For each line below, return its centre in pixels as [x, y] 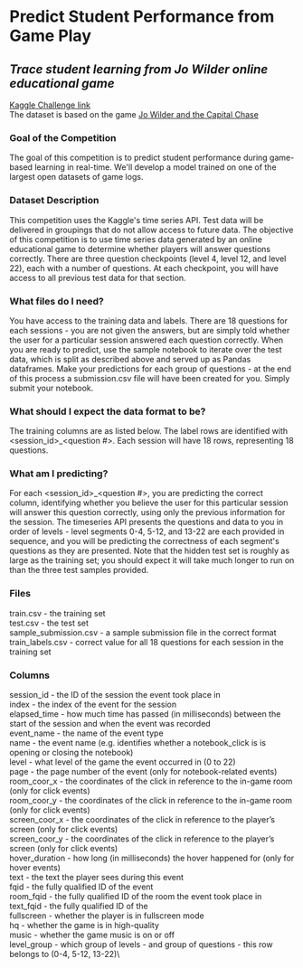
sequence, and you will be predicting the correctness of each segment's [145, 541]
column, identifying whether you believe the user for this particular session [149, 503]
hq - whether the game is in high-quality [85, 926]
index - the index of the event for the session [93, 705]
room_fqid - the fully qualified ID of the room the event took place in [136, 897]
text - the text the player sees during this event [96, 878]
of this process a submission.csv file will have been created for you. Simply [150, 378]
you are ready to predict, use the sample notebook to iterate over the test [146, 349]
